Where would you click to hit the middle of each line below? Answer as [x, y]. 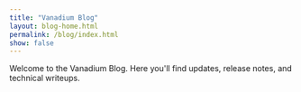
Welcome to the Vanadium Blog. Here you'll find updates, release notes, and [151, 69]
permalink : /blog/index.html [64, 34]
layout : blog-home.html [54, 26]
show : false [32, 43]
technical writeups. [45, 78]
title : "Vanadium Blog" [54, 18]
